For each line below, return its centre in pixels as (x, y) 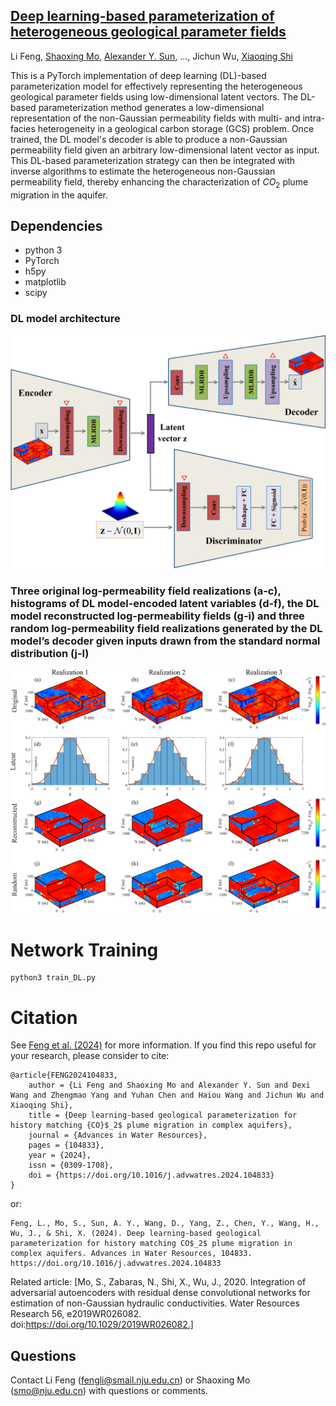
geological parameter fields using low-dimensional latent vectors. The (154, 96)
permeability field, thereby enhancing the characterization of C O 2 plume (159, 182)
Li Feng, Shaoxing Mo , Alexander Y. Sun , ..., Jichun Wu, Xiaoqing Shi (152, 56)
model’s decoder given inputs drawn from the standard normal (165, 641)
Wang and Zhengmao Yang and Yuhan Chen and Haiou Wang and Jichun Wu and (167, 1095)
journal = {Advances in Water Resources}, (118, 1135)
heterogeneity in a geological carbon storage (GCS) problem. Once (176, 128)
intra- (314, 118)
